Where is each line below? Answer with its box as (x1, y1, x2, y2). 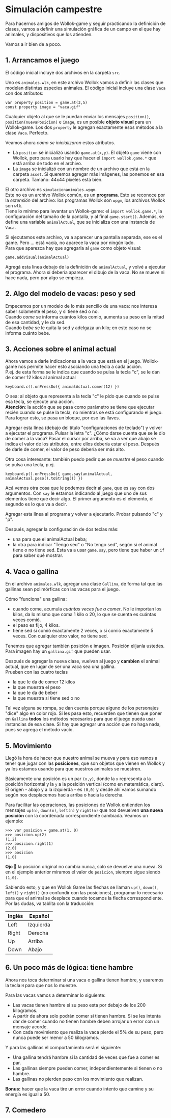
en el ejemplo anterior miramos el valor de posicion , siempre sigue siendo (5, 869, 160, 875)
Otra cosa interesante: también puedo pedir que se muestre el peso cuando (5, 456, 164, 462)
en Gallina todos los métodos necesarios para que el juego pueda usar (5, 716, 156, 722)
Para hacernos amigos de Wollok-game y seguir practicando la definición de (5, 20, 166, 26)
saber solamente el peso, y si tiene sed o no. (5, 308, 99, 314)
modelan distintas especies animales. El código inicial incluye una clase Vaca (5, 85, 166, 91)
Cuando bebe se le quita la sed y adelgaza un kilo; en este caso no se (5, 325, 152, 331)
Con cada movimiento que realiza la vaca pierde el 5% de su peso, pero (12, 1029, 164, 1035)
